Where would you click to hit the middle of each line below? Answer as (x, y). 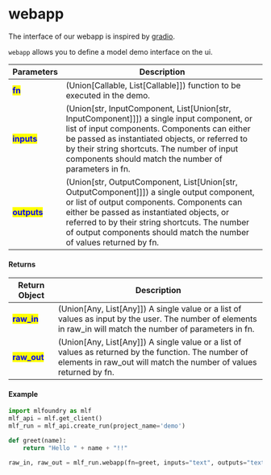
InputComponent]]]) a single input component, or (159, 118)
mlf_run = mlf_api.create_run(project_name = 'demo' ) (97, 426)
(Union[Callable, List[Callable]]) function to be (153, 85)
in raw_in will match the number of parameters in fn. (156, 329)
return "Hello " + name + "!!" (75, 448)
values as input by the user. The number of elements (157, 319)
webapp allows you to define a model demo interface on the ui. (110, 52)
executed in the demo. (108, 95)
